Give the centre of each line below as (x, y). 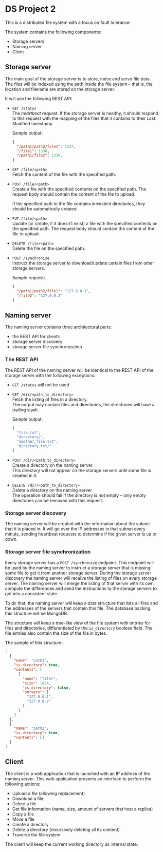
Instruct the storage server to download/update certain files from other (83, 263)
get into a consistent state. (32, 593)
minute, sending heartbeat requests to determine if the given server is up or (81, 534)
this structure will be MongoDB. (36, 613)
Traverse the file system (36, 834)
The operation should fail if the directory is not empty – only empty (79, 495)
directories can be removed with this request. (58, 500)
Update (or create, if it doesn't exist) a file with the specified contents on (85, 224)
